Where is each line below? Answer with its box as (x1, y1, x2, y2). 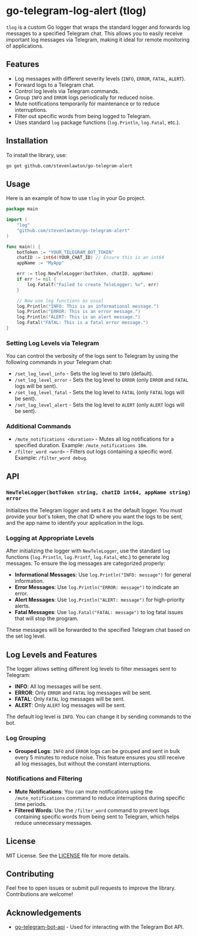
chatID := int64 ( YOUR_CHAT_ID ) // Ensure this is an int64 (16, 255, 165, 261)
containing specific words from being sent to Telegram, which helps (14, 813, 179, 820)
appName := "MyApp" (16, 260, 65, 266)
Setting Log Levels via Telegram (6, 339, 99, 347)
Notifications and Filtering (6, 775, 82, 783)
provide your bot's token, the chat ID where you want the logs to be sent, (6, 513, 183, 520)
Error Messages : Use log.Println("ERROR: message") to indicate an (14, 584, 179, 591)
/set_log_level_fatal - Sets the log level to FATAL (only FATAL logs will (14, 389, 185, 396)
